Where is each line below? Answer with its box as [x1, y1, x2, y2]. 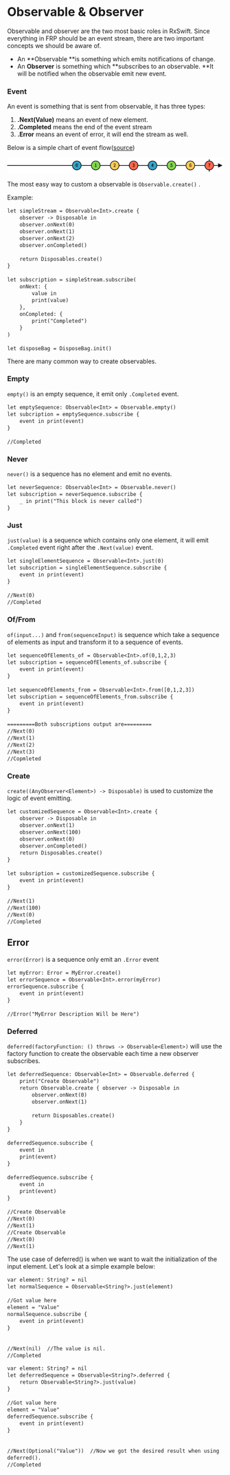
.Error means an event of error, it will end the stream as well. [16, 130, 189, 138]
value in [32, 290, 57, 297]
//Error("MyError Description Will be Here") [7, 1011, 139, 1018]
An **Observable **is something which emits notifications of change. [16, 54, 216, 63]
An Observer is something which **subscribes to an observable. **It [16, 62, 214, 70]
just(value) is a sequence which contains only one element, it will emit [7, 536, 209, 544]
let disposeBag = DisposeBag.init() [7, 345, 112, 352]
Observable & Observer [7, 4, 144, 20]
